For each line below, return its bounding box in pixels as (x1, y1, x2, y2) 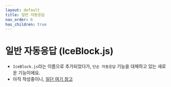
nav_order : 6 (5, 17, 33, 22)
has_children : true (5, 21, 47, 27)
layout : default (5, 7, 40, 13)
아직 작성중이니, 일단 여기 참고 (12, 76, 73, 82)
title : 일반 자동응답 (5, 12, 45, 17)
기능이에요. (18, 70, 41, 76)
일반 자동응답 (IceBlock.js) (5, 46, 114, 57)
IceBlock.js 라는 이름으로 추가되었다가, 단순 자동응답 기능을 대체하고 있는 (12, 63, 157, 70)
